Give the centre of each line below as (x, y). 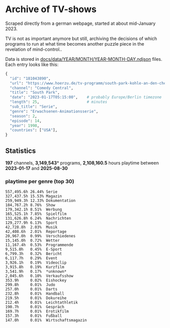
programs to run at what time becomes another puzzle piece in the (75, 44)
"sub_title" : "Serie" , (34, 107)
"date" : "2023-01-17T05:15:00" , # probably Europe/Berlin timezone (86, 97)
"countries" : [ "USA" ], (34, 130)
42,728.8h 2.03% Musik (31, 227)
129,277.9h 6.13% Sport (31, 223)
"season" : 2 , (24, 116)
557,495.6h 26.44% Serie (31, 192)
